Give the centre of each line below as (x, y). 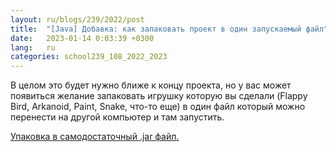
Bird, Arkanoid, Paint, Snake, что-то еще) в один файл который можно (158, 107)
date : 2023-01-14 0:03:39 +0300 (82, 38)
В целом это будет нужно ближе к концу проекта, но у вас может (151, 85)
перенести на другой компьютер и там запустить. (117, 117)
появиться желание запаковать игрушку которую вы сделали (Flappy (159, 96)
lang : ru (33, 47)
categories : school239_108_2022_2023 (89, 57)
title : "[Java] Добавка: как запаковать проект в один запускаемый (156, 29)
